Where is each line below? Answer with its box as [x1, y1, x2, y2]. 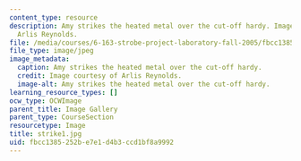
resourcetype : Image [9, 122, 87, 131]
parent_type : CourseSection [9, 113, 115, 122]
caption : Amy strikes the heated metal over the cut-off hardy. [17, 64, 262, 72]
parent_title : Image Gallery [9, 105, 118, 114]
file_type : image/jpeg [9, 47, 94, 55]
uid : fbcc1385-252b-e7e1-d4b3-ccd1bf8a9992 [9, 138, 175, 147]
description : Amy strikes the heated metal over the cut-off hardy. [9, 21, 271, 30]
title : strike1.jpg [9, 130, 82, 139]
